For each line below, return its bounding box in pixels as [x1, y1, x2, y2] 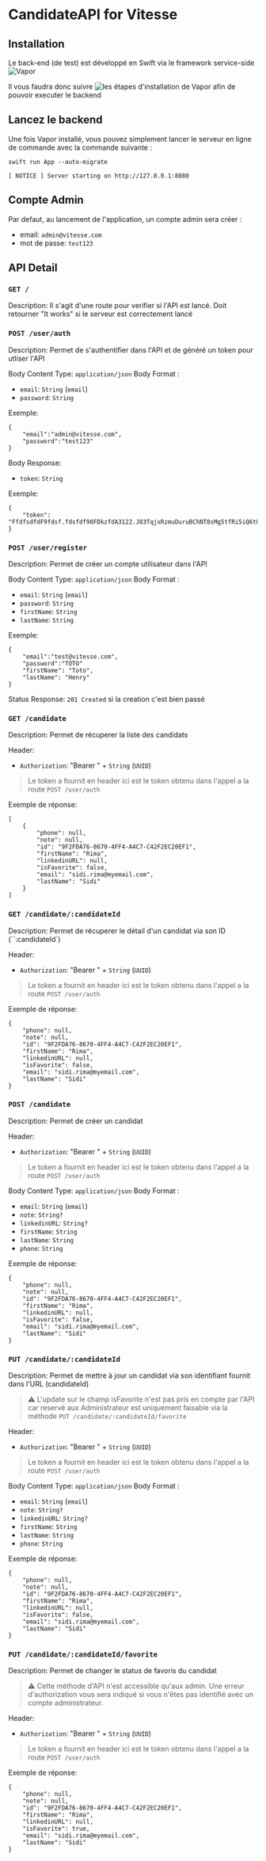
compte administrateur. [27, 1698, 104, 1708]
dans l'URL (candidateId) [8, 1379, 89, 1389]
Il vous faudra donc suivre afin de [8, 82, 236, 91]
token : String [19, 473, 63, 482]
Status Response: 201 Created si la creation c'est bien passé [8, 694, 205, 704]
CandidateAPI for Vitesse [8, 6, 178, 24]
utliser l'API [8, 353, 45, 363]
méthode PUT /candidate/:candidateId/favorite [27, 1412, 187, 1421]
